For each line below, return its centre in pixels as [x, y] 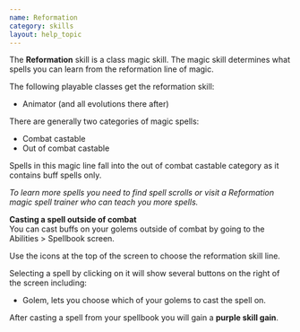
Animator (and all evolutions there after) [95, 104]
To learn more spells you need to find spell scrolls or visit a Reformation [142, 193]
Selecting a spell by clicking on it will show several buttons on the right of [145, 274]
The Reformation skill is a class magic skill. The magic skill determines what [150, 60]
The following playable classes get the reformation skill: [112, 87]
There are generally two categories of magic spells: [104, 121]
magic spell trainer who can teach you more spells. [104, 202]
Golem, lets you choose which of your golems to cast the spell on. [144, 301]
